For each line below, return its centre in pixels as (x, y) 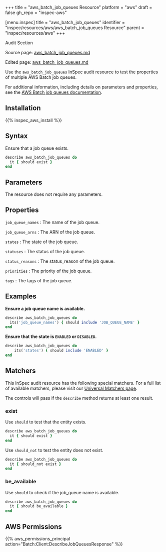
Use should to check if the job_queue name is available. (62, 492)
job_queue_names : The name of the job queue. (52, 222)
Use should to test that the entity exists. (46, 422)
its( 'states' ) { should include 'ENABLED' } (61, 351)
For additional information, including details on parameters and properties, (82, 87)
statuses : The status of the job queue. (45, 251)
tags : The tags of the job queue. (39, 280)
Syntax (16, 136)
